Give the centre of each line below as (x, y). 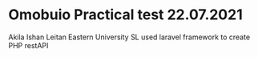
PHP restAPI (28, 45)
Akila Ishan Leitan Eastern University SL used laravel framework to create (129, 37)
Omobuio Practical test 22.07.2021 (125, 15)
